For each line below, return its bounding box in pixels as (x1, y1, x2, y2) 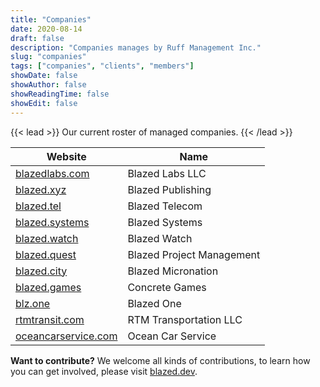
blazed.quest (15, 247, 77, 261)
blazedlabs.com (15, 166, 90, 180)
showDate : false (10, 71, 78, 81)
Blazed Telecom (127, 199, 203, 213)
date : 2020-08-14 (10, 24, 83, 34)
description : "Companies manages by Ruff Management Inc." (10, 42, 262, 53)
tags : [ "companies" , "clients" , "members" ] (10, 61, 195, 71)
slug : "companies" (10, 52, 87, 62)
